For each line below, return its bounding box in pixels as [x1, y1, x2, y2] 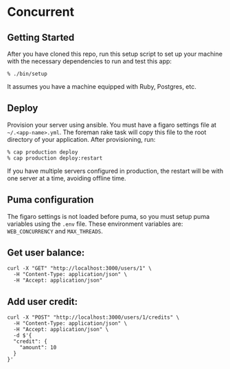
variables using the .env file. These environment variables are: [7, 220, 183, 228]
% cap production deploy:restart [7, 154, 103, 162]
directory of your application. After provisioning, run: [7, 135, 156, 143]
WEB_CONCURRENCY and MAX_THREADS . [7, 226, 103, 235]
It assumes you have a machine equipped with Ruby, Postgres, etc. [7, 83, 197, 90]
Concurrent [7, 4, 74, 20]
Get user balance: [7, 247, 85, 259]
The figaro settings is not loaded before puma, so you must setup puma [7, 212, 210, 220]
